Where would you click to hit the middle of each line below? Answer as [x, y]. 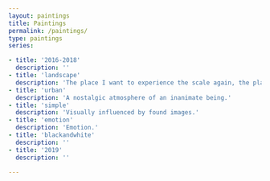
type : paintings [35, 38]
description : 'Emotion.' [57, 128]
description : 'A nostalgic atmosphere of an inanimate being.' [123, 97]
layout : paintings [39, 16]
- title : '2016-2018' [45, 60]
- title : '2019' [35, 150]
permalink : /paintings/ [48, 31]
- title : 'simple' [39, 105]
